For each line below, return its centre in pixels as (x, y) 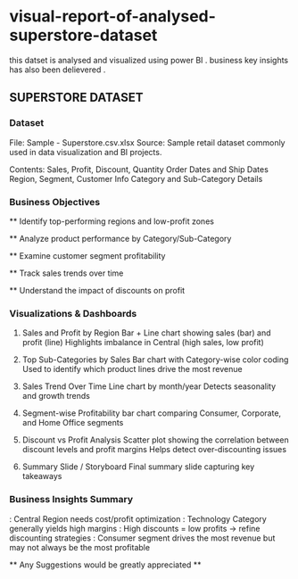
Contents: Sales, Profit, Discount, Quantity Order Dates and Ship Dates (139, 169)
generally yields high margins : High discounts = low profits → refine (135, 528)
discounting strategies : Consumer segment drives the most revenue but (142, 538)
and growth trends (56, 396)
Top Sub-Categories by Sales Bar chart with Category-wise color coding (155, 360)
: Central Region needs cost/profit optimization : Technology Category (138, 518)
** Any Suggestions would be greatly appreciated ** (106, 565)
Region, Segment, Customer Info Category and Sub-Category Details (136, 178)
